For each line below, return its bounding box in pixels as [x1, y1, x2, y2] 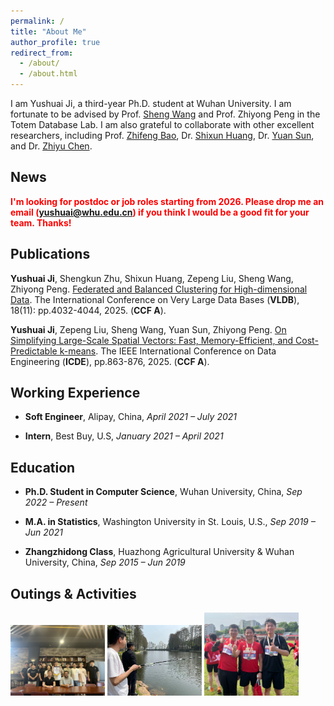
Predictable [10, 345, 58, 357]
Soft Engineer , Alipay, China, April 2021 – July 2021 [24, 411, 237, 423]
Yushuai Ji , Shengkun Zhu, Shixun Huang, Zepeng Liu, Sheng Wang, [10, 272, 294, 284]
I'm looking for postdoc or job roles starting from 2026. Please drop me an [10, 195, 324, 207]
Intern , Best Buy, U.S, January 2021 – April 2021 [24, 430, 224, 442]
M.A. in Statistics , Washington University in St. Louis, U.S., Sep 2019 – [24, 516, 316, 528]
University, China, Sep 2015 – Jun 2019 [24, 556, 186, 569]
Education [10, 459, 76, 476]
